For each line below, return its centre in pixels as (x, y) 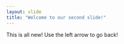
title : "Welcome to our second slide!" (56, 17)
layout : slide (24, 12)
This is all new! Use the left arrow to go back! (62, 34)
